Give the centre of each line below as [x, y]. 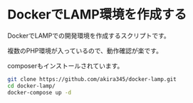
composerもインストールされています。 [66, 65]
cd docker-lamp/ [31, 86]
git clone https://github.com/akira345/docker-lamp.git [92, 79]
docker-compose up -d [40, 92]
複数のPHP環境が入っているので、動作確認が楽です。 [85, 50]
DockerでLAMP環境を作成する [97, 15]
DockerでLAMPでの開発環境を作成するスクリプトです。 [89, 36]
